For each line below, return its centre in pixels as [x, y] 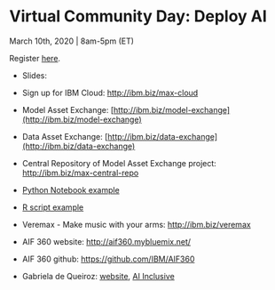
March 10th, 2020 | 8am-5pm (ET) [72, 41]
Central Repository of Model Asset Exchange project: [119, 163]
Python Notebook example [71, 189]
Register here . [35, 58]
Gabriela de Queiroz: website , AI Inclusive [98, 276]
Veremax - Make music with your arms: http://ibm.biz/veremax [136, 224]
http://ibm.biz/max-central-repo [80, 173]
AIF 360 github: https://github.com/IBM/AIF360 [108, 259]
